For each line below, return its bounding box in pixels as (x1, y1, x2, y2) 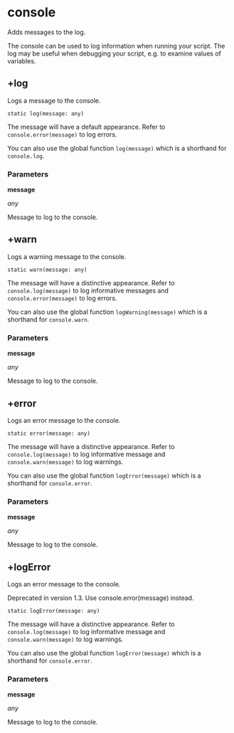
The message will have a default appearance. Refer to (7, 122, 166, 131)
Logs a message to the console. (7, 96, 101, 105)
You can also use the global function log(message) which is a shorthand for (7, 144, 227, 152)
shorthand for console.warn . (7, 315, 90, 324)
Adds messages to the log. (7, 28, 86, 36)
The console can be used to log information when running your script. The (7, 41, 225, 50)
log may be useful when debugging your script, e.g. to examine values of (7, 49, 222, 58)
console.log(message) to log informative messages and (7, 286, 169, 295)
